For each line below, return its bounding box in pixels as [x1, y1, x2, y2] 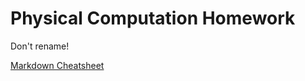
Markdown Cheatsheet [10, 59, 105, 71]
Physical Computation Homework [10, 7, 296, 30]
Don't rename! [10, 40, 70, 52]
